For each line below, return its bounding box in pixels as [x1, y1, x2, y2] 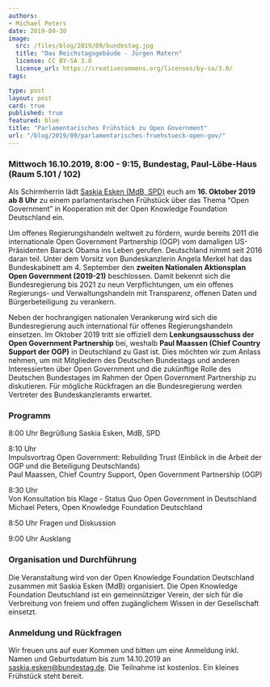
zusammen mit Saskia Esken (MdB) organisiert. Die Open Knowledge [8, 581, 238, 591]
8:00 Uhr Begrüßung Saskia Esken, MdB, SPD [8, 428, 161, 438]
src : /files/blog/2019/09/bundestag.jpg [15, 42, 154, 50]
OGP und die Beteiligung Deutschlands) [8, 462, 141, 471]
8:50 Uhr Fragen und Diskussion [8, 518, 116, 528]
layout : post [8, 94, 53, 102]
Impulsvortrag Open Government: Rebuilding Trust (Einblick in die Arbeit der [8, 453, 263, 462]
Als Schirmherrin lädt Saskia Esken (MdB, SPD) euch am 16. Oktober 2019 [8, 187, 256, 196]
